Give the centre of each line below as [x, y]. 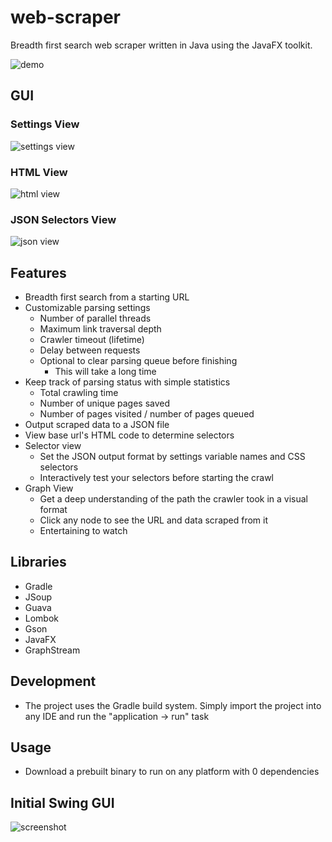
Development [53, 681]
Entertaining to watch [83, 531]
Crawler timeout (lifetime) [92, 340]
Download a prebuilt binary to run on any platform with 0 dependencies [172, 772]
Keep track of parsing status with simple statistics [127, 382]
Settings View [45, 124]
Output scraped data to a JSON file [97, 425]
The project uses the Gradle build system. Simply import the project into [173, 705]
